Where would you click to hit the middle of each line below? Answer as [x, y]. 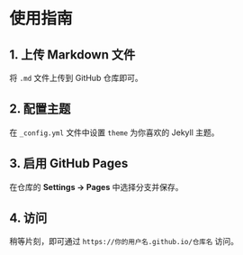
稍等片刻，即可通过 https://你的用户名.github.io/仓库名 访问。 [124, 241]
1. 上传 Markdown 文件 [72, 55]
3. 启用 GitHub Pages [69, 164]
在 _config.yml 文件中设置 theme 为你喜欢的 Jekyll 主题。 [114, 132]
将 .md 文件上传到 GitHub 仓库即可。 [76, 78]
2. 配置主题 [40, 109]
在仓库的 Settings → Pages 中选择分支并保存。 [96, 187]
